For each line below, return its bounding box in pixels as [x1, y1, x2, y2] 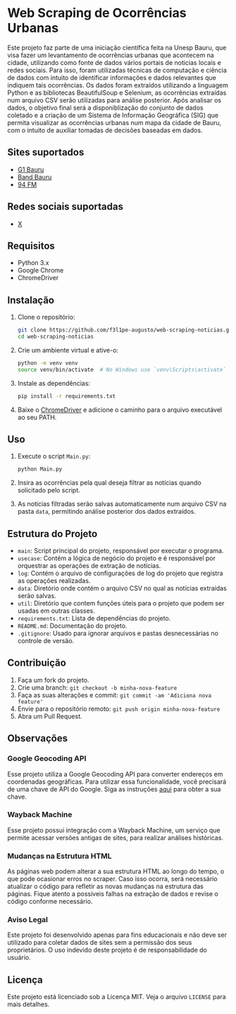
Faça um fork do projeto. [17, 676, 89, 684]
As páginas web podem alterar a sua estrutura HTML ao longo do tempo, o [7, 867, 225, 876]
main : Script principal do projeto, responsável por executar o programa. [17, 546, 224, 555]
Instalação [7, 294, 55, 306]
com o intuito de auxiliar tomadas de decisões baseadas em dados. [7, 126, 203, 134]
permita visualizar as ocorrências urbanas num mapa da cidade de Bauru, [7, 118, 222, 126]
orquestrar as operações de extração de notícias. [17, 562, 161, 570]
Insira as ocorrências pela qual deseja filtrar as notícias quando [17, 478, 202, 487]
